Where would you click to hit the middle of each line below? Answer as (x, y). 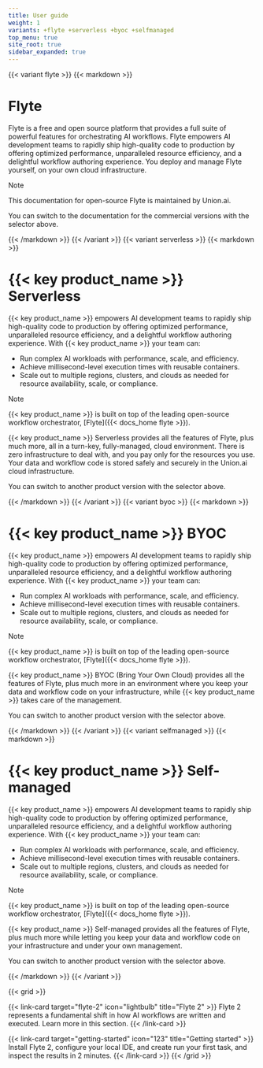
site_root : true (35, 45)
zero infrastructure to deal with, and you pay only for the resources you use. (132, 454)
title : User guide (38, 15)
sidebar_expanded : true (47, 52)
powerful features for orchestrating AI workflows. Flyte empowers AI (119, 136)
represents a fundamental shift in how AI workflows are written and (117, 1015)
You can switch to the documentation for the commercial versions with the (129, 215)
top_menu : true (33, 37)
